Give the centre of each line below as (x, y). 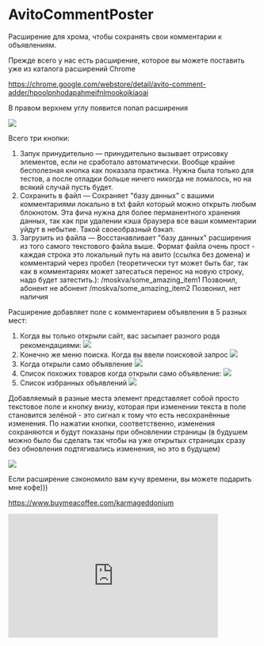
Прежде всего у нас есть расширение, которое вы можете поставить (126, 60)
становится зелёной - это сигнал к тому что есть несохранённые (119, 415)
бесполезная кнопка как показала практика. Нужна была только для (136, 170)
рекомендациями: (50, 345)
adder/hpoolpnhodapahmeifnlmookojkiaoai (78, 92)
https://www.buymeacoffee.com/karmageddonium (91, 503)
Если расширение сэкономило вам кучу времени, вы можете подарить (130, 479)
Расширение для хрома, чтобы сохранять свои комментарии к (115, 36)
